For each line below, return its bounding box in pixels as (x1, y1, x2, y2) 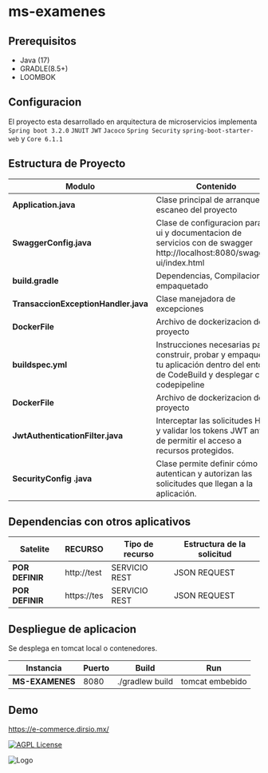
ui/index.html (156, 257, 205, 268)
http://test (65, 567, 102, 578)
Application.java (12, 199, 76, 210)
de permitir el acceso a (156, 435, 242, 446)
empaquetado (156, 280, 209, 291)
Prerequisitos (8, 34, 77, 48)
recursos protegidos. (156, 444, 235, 456)
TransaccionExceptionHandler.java (12, 298, 149, 309)
